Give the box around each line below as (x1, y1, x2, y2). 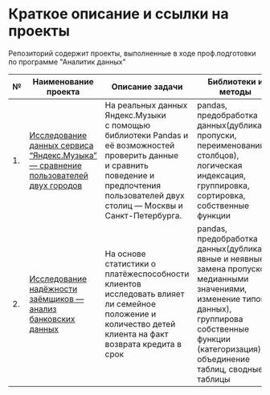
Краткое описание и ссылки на (8, 5, 229, 23)
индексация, (196, 169, 247, 181)
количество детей (104, 318, 176, 329)
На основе (104, 248, 146, 259)
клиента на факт (104, 328, 169, 340)
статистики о (104, 258, 157, 269)
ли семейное (104, 298, 157, 309)
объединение (196, 353, 251, 364)
